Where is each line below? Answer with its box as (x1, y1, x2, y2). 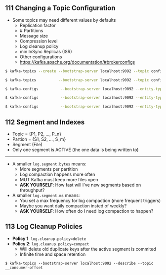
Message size (19, 33, 48, 39)
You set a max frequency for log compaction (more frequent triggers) (19, 197, 161, 203)
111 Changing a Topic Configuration (5, 4, 116, 12)
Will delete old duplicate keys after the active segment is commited (19, 246, 157, 252)
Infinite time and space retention (19, 251, 86, 257)
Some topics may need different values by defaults (12, 17, 116, 23)
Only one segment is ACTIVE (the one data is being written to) (12, 147, 139, 153)
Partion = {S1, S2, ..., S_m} (12, 136, 66, 142)
